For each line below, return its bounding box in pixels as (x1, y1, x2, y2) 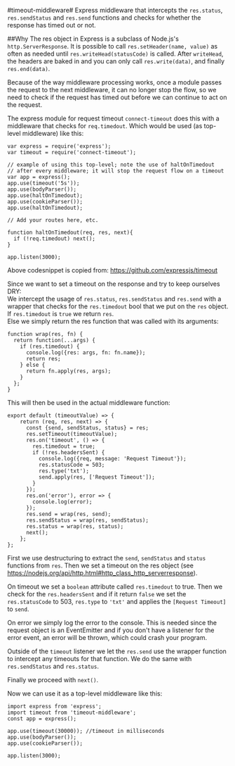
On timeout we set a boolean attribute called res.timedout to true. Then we (7, 582, 223, 591)
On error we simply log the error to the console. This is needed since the (7, 619, 217, 627)
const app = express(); (7, 715, 77, 722)
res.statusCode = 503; (38, 461, 105, 468)
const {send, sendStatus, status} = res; (25, 425, 149, 432)
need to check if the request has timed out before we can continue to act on (7, 93, 227, 101)
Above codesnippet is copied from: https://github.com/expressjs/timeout (7, 266, 218, 274)
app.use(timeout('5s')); (7, 180, 80, 187)
